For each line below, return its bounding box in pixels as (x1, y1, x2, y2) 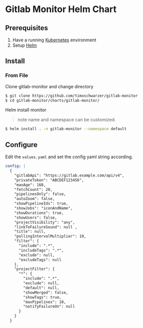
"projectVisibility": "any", (14, 220, 75, 225)
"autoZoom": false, (14, 196, 55, 202)
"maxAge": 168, (14, 182, 46, 187)
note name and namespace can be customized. (17, 117, 116, 123)
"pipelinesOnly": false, (14, 191, 66, 197)
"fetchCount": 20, (14, 187, 53, 192)
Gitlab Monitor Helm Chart (5, 4, 117, 15)
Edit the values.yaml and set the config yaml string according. (5, 154, 133, 160)
